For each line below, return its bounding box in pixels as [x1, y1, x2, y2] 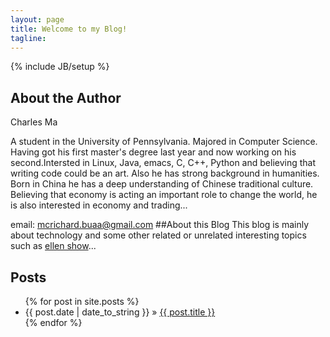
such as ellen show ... [10, 240, 97, 252]
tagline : [10, 33, 47, 43]
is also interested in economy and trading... [10, 199, 188, 211]
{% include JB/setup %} [10, 61, 110, 73]
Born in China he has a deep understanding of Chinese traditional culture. [10, 178, 314, 190]
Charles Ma [10, 116, 58, 128]
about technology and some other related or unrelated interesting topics [10, 229, 307, 241]
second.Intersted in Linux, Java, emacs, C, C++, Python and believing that [10, 157, 317, 169]
